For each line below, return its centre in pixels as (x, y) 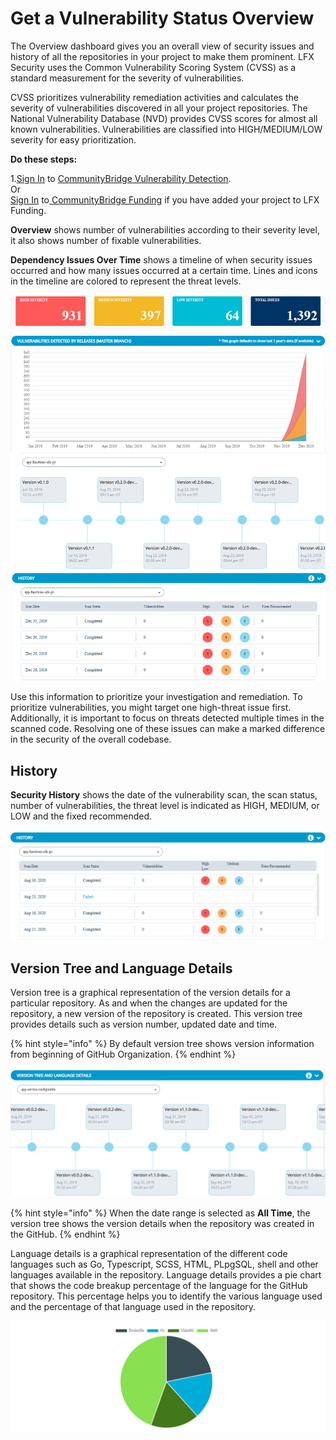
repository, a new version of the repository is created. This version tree (156, 1014)
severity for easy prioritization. (73, 139)
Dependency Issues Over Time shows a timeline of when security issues (161, 259)
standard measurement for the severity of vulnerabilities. (127, 78)
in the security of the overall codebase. (91, 739)
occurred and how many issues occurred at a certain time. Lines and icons (164, 270)
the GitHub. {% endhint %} (65, 1234)
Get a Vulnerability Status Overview (162, 18)
